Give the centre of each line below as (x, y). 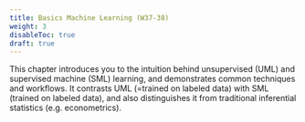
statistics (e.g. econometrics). (65, 108)
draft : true (32, 43)
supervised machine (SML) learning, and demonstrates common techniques (152, 79)
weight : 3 (28, 26)
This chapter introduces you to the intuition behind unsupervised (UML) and (152, 69)
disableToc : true (42, 35)
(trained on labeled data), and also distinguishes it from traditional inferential (153, 98)
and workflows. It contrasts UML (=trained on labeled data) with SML (139, 88)
